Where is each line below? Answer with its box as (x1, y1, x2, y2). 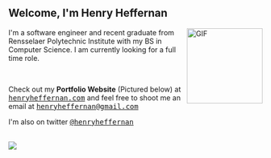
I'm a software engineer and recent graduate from (8, 27, 175, 37)
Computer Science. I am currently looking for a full (8, 44, 176, 55)
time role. (8, 53, 40, 63)
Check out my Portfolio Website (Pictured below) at (8, 84, 181, 94)
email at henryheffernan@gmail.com (8, 101, 139, 111)
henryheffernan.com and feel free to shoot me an (8, 92, 181, 103)
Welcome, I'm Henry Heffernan (8, 6, 168, 20)
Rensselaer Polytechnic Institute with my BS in (8, 36, 163, 46)
